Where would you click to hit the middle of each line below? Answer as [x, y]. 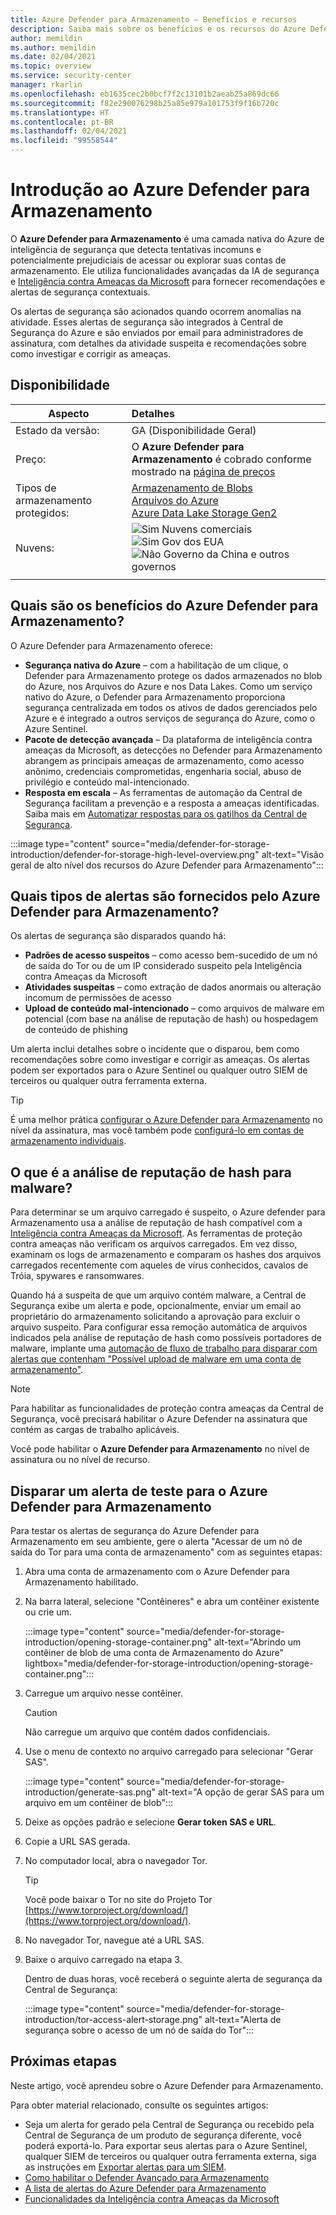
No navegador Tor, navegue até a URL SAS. [114, 1940]
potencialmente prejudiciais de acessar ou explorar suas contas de [148, 260]
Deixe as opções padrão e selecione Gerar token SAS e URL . [150, 1822]
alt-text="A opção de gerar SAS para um [241, 1792]
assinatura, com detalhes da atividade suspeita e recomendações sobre [158, 343]
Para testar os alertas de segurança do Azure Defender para [135, 1530]
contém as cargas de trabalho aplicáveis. [95, 1430]
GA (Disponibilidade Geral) [194, 430]
